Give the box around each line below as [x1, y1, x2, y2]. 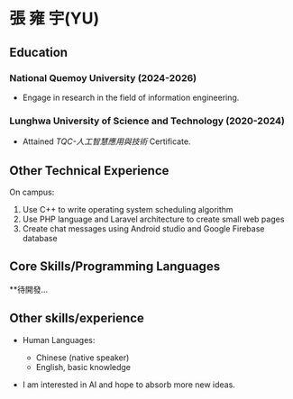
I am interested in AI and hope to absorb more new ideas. [22, 379, 236, 390]
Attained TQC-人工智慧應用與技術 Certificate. [22, 136, 191, 147]
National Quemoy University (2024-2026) [9, 71, 197, 84]
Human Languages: [22, 334, 96, 345]
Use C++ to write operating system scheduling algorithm [22, 204, 233, 214]
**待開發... [9, 284, 49, 295]
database [22, 232, 58, 243]
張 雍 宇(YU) [9, 8, 100, 29]
